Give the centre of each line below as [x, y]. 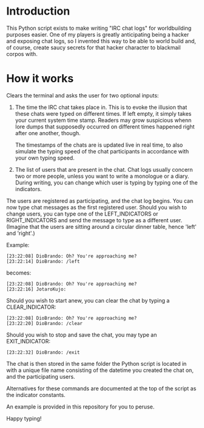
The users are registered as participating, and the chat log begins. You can [100, 201]
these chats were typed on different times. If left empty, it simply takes [103, 113]
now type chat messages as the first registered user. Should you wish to [97, 207]
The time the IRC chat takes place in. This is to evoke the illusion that [101, 107]
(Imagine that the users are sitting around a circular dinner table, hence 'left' [101, 226]
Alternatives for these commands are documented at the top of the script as [101, 388]
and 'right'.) [21, 233]
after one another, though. [48, 133]
